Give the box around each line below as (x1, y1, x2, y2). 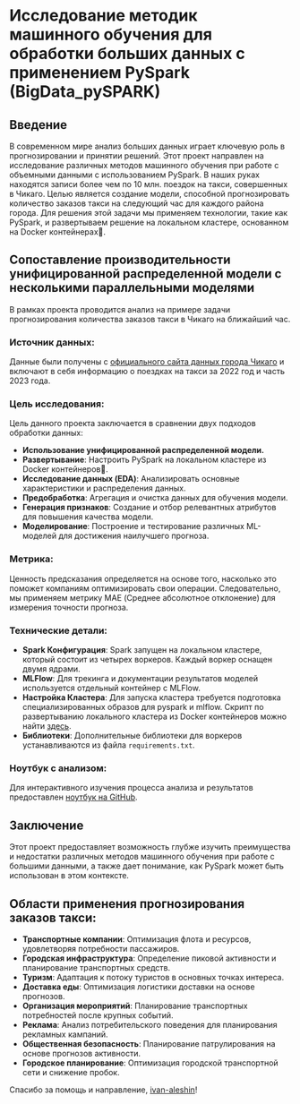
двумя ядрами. (21, 663, 81, 674)
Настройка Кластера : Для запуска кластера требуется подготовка (21, 692, 282, 703)
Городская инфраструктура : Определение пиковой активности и (21, 953, 277, 963)
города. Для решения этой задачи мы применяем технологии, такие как (9, 208, 288, 218)
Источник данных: (9, 336, 96, 348)
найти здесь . (21, 721, 72, 731)
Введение (9, 117, 68, 133)
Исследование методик (9, 5, 198, 26)
